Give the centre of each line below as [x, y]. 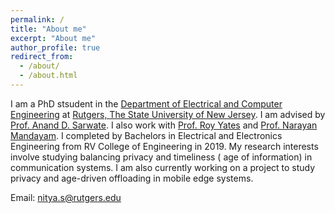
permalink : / [37, 19]
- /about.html [48, 76]
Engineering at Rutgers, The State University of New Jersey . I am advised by [168, 114]
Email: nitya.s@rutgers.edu [66, 197]
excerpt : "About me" [53, 38]
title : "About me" [48, 29]
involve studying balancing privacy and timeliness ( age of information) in [161, 157]
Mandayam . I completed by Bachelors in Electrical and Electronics [146, 135]
